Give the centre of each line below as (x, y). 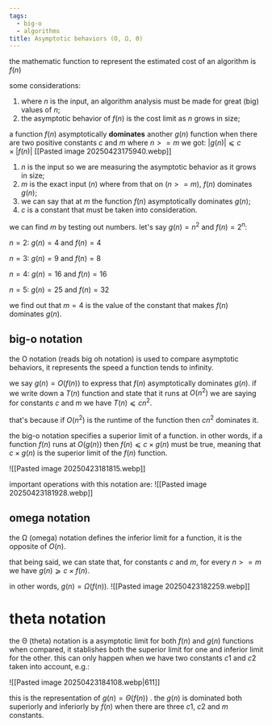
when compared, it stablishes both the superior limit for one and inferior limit (136, 650)
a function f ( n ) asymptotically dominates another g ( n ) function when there (133, 134)
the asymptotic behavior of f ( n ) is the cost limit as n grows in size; (130, 119)
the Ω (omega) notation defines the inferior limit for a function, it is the (126, 538)
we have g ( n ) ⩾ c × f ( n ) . (50, 570)
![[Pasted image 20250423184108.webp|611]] (85, 682)
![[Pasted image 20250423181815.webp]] (77, 468)
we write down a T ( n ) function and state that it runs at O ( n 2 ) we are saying (133, 392)
